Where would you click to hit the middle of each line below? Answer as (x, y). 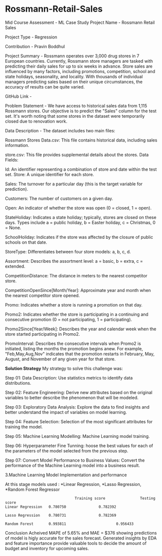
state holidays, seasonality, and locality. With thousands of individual (74, 76)
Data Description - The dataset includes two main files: (60, 130)
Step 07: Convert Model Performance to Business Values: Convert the (75, 460)
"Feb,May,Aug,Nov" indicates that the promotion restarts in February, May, (80, 354)
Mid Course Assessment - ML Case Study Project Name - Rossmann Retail (80, 22)
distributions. (18, 383)
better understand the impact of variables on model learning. (66, 412)
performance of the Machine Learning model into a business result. (72, 465)
